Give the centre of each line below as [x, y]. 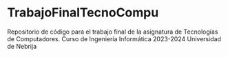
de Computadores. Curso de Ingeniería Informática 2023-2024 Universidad [114, 38]
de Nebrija [22, 46]
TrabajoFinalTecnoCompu [83, 13]
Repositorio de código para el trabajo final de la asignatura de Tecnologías [113, 32]
